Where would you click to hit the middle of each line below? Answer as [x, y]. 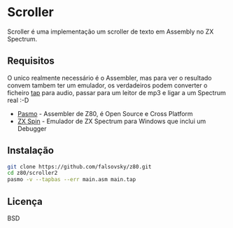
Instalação [31, 151]
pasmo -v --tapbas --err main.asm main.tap [72, 180]
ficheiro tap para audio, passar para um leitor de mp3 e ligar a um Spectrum [116, 92]
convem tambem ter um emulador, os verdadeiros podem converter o [107, 85]
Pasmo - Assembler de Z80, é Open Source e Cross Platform [105, 113]
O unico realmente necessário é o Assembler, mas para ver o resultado [110, 78]
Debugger [32, 128]
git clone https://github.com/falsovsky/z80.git [79, 166]
